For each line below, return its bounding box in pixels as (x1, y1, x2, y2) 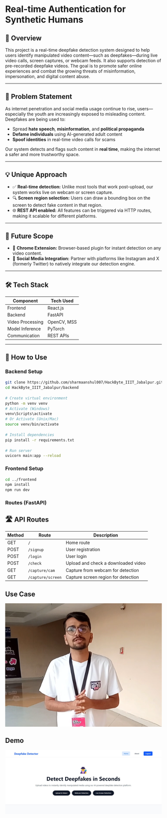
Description (93, 532, 118, 538)
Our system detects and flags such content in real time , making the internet (5, 146, 161, 152)
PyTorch (47, 326, 65, 332)
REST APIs (47, 333, 70, 339)
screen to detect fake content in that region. (12, 202, 103, 208)
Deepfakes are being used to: (5, 116, 66, 122)
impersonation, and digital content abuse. (5, 74, 90, 79)
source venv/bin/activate (5, 422, 59, 427)
